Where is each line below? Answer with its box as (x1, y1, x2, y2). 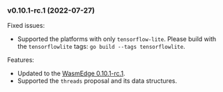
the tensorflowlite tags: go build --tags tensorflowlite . (17, 43, 186, 51)
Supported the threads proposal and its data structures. (17, 77, 178, 85)
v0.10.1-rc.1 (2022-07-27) (7, 6, 95, 15)
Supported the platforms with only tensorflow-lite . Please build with (17, 35, 217, 43)
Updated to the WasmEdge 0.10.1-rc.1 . (17, 69, 125, 78)
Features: (7, 56, 35, 64)
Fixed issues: (7, 22, 45, 30)
